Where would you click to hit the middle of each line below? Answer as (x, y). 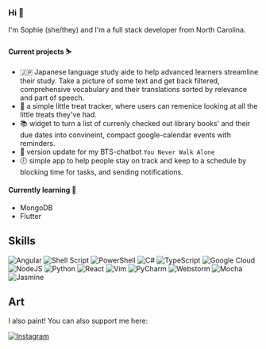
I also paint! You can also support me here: (78, 321)
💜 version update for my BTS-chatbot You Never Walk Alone (117, 151)
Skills (22, 241)
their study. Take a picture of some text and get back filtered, (120, 81)
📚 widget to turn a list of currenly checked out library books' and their (135, 123)
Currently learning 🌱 (42, 190)
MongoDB (36, 207)
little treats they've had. (58, 114)
